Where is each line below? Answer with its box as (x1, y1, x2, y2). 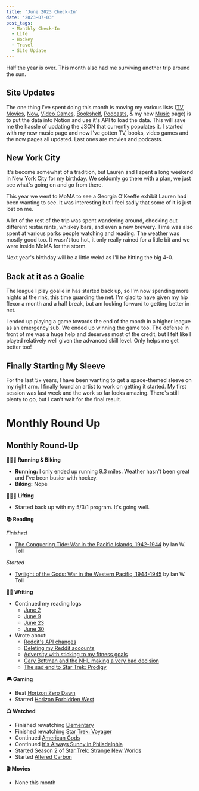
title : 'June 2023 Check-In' (6, 8, 79, 15)
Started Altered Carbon (14, 753, 73, 760)
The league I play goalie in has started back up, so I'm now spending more (6, 288, 189, 295)
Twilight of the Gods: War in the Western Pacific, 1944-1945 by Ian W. (14, 570, 186, 578)
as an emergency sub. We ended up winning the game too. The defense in (6, 324, 189, 332)
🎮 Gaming (6, 676, 33, 682)
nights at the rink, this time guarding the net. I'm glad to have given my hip (6, 294, 188, 301)
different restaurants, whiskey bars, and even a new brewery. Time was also (6, 224, 193, 231)
